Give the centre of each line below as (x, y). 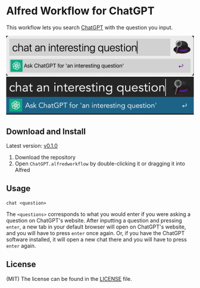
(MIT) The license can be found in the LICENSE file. (69, 278)
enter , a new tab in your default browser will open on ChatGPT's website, (96, 227)
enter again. (21, 246)
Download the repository (45, 157)
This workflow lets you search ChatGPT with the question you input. (90, 27)
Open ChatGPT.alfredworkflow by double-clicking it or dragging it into (100, 163)
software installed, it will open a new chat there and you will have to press (97, 239)
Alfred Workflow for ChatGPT (80, 11)
